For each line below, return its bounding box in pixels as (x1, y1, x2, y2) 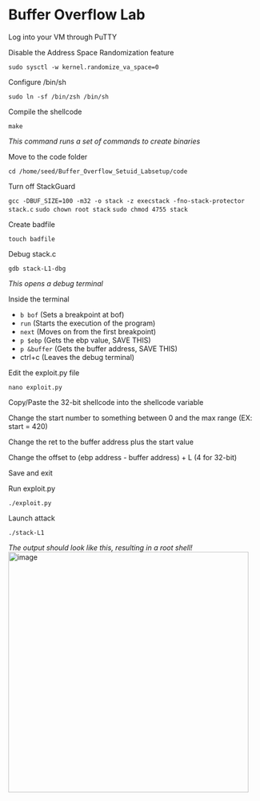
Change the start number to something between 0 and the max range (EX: (8, 413, 253, 423)
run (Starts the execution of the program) (19, 318, 156, 328)
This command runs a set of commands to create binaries (8, 136, 201, 146)
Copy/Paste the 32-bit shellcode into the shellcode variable (8, 397, 204, 407)
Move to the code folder (8, 152, 88, 161)
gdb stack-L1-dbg (8, 265, 66, 273)
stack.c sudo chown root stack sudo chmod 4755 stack (8, 205, 188, 213)
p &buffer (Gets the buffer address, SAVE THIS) (19, 343, 178, 354)
